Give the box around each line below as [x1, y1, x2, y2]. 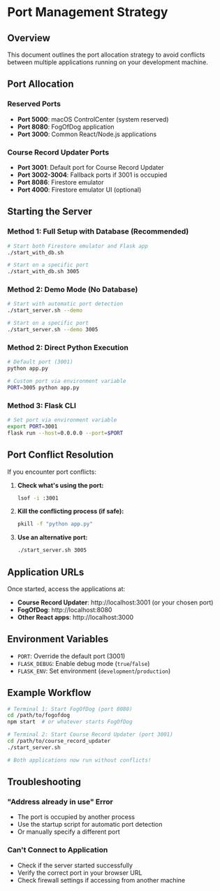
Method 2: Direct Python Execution [7, 342, 129, 352]
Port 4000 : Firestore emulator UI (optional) [17, 185, 142, 194]
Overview [7, 32, 51, 44]
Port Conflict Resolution [7, 449, 114, 461]
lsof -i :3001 [17, 494, 59, 502]
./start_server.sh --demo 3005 [7, 326, 98, 333]
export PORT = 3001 [7, 423, 58, 430]
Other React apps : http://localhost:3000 [17, 613, 134, 621]
